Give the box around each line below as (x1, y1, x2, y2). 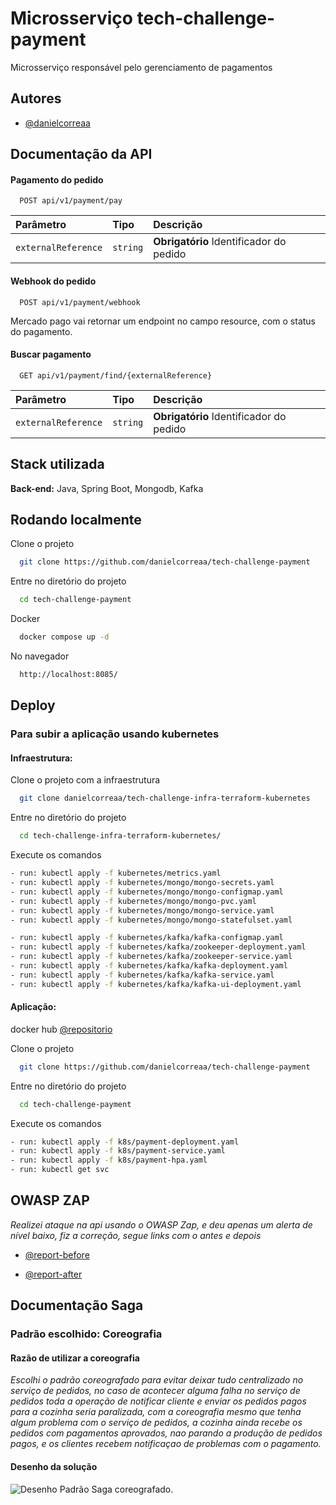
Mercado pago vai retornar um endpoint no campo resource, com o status (10, 315, 316, 327)
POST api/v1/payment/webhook (19, 297, 141, 307)
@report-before (24, 1248, 90, 1261)
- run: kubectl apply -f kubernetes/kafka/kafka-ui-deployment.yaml (10, 979, 302, 989)
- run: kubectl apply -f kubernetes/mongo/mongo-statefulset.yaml (10, 915, 293, 925)
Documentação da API (10, 146, 153, 163)
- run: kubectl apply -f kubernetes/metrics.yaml (10, 868, 222, 879)
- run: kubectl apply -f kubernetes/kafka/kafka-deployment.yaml (10, 961, 288, 971)
